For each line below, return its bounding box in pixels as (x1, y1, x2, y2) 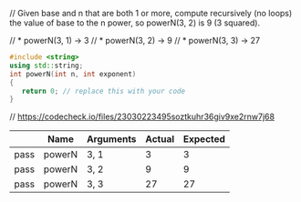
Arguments (86, 133, 137, 146)
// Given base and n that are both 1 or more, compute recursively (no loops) (9, 8, 293, 18)
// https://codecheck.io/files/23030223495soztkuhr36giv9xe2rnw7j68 (9, 111, 275, 122)
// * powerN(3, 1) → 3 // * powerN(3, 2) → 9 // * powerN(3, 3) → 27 (9, 35, 261, 45)
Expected (182, 133, 226, 146)
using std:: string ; (9, 61, 84, 70)
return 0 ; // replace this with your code (21, 86, 185, 96)
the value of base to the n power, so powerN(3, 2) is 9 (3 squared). (9, 17, 261, 28)
